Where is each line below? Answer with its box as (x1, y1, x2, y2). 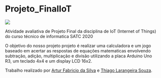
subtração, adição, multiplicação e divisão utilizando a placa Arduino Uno (5, 53, 152, 59)
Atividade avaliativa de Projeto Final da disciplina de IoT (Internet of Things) (5, 28, 157, 34)
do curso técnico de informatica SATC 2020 (5, 33, 93, 39)
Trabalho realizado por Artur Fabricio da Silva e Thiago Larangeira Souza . (5, 67, 152, 73)
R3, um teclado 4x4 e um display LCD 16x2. (5, 58, 92, 64)
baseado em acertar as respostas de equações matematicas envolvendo (5, 48, 151, 53)
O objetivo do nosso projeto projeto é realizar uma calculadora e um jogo (5, 42, 151, 49)
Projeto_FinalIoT (5, 3, 72, 14)
